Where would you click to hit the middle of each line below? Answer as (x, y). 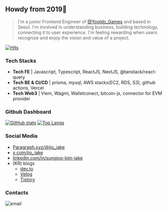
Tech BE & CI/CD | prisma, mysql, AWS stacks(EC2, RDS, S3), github (84, 83)
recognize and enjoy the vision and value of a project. (74, 38)
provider (21, 99)
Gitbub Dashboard (28, 112)
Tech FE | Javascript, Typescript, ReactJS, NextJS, (66, 72)
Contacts (17, 192)
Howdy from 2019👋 (36, 9)
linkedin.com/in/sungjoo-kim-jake (48, 158)
